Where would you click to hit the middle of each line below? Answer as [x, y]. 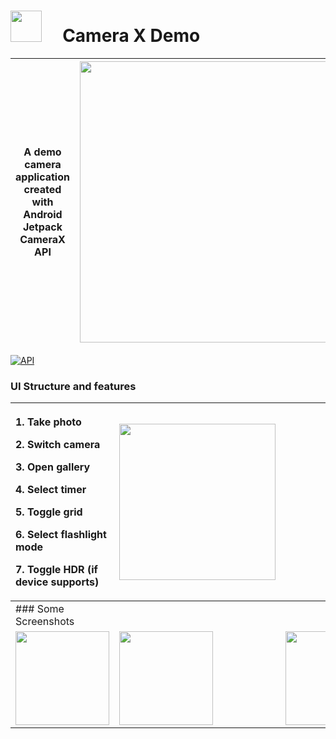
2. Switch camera [58, 445]
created [42, 189]
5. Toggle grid [49, 512]
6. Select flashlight [61, 535]
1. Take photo [48, 422]
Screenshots [45, 622]
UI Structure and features [73, 386]
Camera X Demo [131, 36]
